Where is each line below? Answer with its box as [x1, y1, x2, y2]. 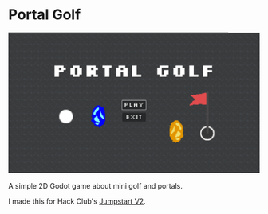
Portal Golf [8, 6, 81, 24]
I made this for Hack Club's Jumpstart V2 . [8, 196, 146, 206]
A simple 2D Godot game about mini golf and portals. [8, 181, 183, 191]
